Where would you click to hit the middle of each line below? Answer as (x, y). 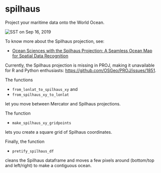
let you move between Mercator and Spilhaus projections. (63, 104)
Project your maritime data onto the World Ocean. (55, 22)
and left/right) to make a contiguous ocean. (48, 165)
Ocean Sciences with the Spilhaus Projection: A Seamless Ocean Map (82, 51)
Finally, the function (25, 141)
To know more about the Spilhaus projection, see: (55, 41)
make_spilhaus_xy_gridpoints (42, 123)
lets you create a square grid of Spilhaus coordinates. (59, 132)
